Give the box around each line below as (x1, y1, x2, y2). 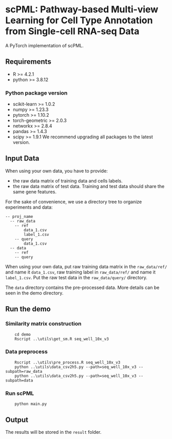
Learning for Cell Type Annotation (5, 14, 153, 26)
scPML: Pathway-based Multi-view (5, 4, 159, 15)
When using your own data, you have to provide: (5, 168, 108, 174)
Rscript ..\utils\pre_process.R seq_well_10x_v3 (14, 360, 121, 365)
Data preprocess (5, 348, 48, 355)
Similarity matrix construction (5, 320, 82, 327)
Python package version (5, 89, 68, 96)
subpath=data (5, 378, 33, 383)
